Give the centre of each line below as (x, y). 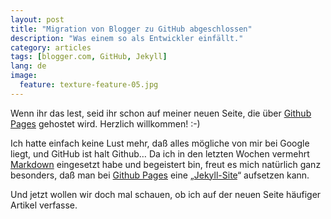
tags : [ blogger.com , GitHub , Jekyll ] (89, 57)
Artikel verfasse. (44, 205)
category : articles (51, 47)
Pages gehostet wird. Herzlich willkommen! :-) (105, 123)
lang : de (28, 66)
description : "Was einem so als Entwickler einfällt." (127, 38)
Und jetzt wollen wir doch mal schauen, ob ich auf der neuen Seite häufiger (166, 194)
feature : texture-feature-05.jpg (89, 85)
